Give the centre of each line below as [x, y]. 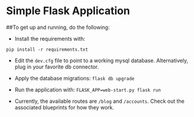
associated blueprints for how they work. [64, 107]
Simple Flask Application [68, 11]
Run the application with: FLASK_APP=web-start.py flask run [88, 89]
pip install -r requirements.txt [47, 49]
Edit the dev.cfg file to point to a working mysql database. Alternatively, [101, 60]
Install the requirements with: [50, 38]
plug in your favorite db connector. [57, 67]
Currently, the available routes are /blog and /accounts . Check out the [99, 101]
